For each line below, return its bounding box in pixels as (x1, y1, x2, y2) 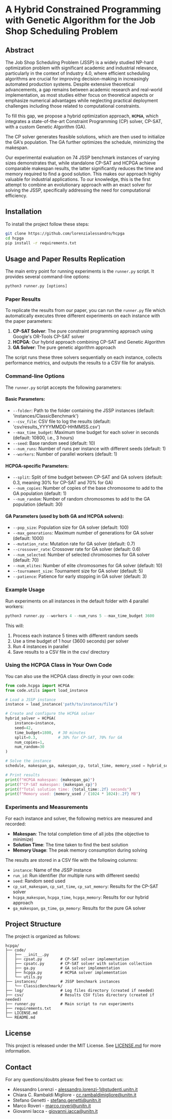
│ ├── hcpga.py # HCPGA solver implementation (5, 970, 127, 976)
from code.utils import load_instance (5, 688, 88, 693)
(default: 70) (12, 557, 39, 563)
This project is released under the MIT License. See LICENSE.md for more (5, 1043, 161, 1049)
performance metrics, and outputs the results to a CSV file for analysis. (5, 360, 155, 366)
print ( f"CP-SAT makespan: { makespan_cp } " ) (5, 782, 97, 787)
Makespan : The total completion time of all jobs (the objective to (12, 831, 149, 837)
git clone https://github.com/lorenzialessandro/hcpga (5, 231, 125, 236)
